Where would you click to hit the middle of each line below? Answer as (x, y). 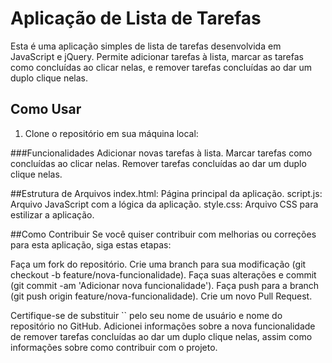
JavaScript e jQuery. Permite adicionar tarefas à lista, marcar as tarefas (157, 56)
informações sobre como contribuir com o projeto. (114, 347)
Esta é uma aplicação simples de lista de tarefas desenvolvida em (146, 46)
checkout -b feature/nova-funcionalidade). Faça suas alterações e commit (163, 274)
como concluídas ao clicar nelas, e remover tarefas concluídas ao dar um (161, 67)
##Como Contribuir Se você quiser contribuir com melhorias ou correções (163, 234)
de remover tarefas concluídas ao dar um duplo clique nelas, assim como (161, 336)
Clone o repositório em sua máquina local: (111, 133)
